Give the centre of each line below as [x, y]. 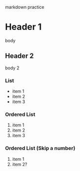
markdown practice [25, 7]
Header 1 [23, 27]
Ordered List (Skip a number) [40, 148]
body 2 [12, 68]
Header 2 [20, 56]
